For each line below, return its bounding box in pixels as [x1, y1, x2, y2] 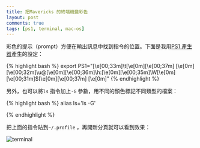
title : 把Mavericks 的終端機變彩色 [6, 8, 88, 15]
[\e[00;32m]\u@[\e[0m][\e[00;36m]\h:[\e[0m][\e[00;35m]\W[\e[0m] [6, 69, 176, 76]
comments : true [6, 20, 44, 26]
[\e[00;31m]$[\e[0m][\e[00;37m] [6, 75, 87, 82]
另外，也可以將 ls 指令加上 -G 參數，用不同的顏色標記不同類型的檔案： [6, 88, 178, 95]
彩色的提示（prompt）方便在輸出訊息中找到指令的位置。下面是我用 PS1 [6, 43, 181, 50]
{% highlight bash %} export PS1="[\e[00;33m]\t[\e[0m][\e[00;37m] [6, 63, 175, 70]
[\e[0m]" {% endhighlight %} [88, 75, 160, 82]
